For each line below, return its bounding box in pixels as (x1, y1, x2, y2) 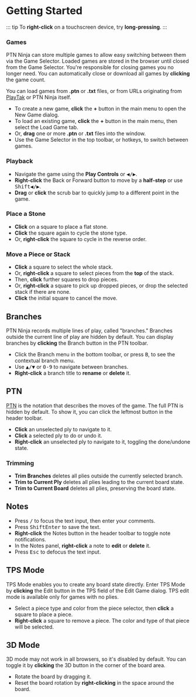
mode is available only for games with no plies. (6, 593, 119, 600)
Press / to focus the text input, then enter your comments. (14, 517, 156, 524)
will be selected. (14, 623, 54, 630)
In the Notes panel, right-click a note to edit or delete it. (14, 542, 151, 549)
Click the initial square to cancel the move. (14, 294, 118, 302)
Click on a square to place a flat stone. (14, 223, 108, 230)
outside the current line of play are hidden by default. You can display (6, 333, 174, 340)
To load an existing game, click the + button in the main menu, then (14, 118, 177, 125)
